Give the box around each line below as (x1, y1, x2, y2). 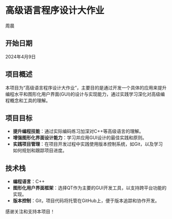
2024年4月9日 (5, 53, 36, 59)
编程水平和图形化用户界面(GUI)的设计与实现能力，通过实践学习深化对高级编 (5, 91, 165, 97)
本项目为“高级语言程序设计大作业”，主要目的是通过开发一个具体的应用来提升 (5, 84, 167, 91)
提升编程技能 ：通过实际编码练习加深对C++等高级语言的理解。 (12, 128, 144, 135)
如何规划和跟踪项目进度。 (12, 147, 67, 154)
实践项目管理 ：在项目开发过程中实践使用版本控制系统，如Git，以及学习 (12, 141, 163, 147)
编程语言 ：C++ (12, 179, 45, 185)
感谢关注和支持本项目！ (5, 208, 55, 215)
